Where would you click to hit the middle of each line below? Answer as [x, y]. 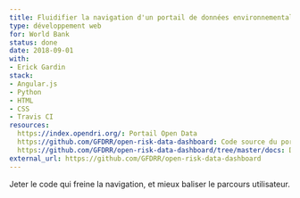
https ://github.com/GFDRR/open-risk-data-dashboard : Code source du [147, 142]
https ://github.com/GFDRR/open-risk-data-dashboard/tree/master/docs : [151, 150]
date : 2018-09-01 [42, 51]
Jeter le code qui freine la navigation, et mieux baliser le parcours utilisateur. [150, 184]
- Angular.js [33, 84]
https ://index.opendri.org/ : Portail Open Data [108, 134]
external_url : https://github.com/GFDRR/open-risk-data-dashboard [135, 158]
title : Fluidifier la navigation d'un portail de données [119, 17]
